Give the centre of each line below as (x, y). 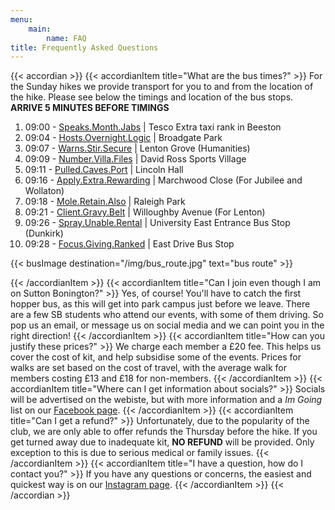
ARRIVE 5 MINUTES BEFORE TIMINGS (90, 108)
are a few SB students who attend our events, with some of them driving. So (167, 315)
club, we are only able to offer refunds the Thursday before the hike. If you (164, 432)
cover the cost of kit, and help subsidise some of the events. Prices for (156, 357)
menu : (21, 19)
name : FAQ (66, 38)
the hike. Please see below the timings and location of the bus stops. (152, 97)
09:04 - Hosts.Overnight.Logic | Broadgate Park (123, 138)
